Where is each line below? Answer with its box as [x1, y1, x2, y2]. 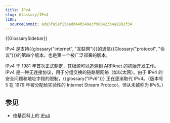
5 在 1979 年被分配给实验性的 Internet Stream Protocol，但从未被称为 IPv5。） [5, 82, 166, 88]
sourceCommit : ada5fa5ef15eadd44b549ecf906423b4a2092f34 [10, 21, 133, 27]
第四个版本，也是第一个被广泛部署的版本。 [21, 52, 110, 58]
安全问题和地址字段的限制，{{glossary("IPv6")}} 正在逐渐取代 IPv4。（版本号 [5, 75, 163, 81]
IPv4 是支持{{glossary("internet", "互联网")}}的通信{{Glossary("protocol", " [5, 46, 160, 52]
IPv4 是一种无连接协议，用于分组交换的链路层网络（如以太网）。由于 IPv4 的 [5, 69, 163, 75]
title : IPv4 [5, 7, 30, 13]
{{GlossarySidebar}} [5, 35, 48, 42]
